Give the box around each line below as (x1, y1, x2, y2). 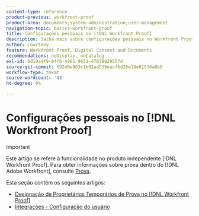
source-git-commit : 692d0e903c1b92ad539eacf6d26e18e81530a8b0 (6, 63, 163, 70)
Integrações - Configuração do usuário (14, 203, 111, 210)
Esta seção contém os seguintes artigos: (6, 179, 105, 186)
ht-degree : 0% (6, 81, 41, 87)
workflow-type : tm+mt (6, 69, 60, 75)
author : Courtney (6, 42, 49, 48)
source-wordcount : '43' (6, 75, 65, 81)
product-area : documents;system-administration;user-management (6, 20, 168, 26)
